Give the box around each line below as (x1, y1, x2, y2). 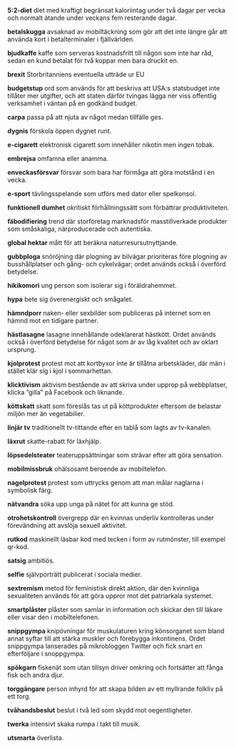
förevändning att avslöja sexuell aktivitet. (7, 521, 127, 529)
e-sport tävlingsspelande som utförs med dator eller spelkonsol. (7, 189, 197, 198)
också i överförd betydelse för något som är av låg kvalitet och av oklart (7, 338, 219, 346)
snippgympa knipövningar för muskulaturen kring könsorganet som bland (7, 627, 225, 635)
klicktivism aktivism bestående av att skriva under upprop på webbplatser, (7, 380, 227, 389)
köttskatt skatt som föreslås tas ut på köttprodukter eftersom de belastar (7, 402, 222, 410)
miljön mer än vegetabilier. (7, 410, 86, 417)
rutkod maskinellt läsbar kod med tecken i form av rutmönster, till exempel (7, 535, 226, 544)
